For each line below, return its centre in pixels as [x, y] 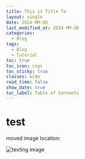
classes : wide [23, 77]
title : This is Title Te [36, 11]
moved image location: [33, 138]
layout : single [24, 17]
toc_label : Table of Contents [43, 93]
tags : [13, 44]
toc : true [18, 60]
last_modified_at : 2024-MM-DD [43, 28]
